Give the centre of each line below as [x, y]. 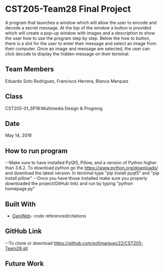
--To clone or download [29, 243]
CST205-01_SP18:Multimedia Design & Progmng [54, 108]
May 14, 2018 [18, 135]
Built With [20, 204]
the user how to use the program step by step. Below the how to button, [78, 38]
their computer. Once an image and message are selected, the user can [78, 49]
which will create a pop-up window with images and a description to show [80, 33]
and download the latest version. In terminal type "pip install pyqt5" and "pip [82, 173]
